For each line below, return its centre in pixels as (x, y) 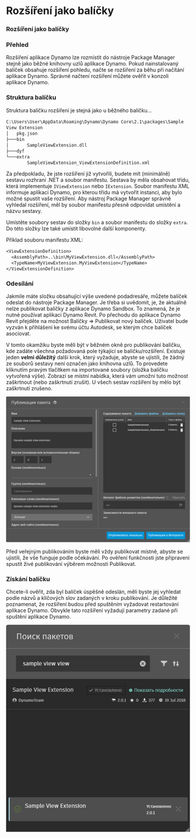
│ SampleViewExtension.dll (47, 145)
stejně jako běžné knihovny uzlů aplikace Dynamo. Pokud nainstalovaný (92, 64)
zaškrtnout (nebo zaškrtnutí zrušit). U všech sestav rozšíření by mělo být (93, 382)
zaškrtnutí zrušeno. (29, 388)
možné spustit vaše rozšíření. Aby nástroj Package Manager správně (88, 198)
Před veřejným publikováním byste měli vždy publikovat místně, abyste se (94, 551)
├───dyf (15, 151)
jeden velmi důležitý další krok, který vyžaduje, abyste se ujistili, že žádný (95, 357)
